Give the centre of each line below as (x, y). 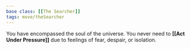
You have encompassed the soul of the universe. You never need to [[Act (96, 33)
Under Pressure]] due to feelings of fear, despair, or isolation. (81, 40)
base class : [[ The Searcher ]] (43, 11)
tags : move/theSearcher (35, 17)
